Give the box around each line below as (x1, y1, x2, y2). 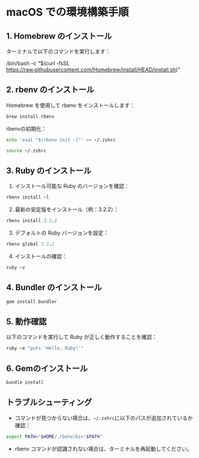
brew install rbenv (6, 114, 55, 120)
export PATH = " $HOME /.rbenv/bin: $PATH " (6, 434, 102, 440)
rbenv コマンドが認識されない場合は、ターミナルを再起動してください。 (14, 445, 192, 452)
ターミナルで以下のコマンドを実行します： (6, 48, 111, 55)
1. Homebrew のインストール (6, 31, 112, 41)
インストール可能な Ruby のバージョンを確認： (14, 183, 130, 190)
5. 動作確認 (6, 316, 46, 327)
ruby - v (6, 264, 26, 271)
